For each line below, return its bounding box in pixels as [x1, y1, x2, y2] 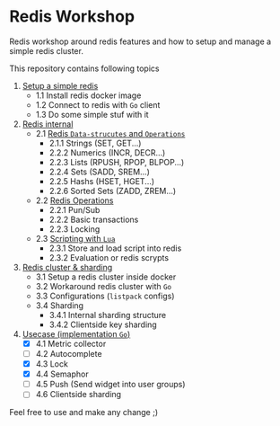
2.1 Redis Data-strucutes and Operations [35, 128, 186, 138]
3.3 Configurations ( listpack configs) [35, 290, 175, 301]
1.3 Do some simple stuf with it [35, 109, 150, 120]
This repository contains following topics [9, 63, 160, 74]
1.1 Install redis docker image [35, 90, 142, 101]
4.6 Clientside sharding [35, 389, 122, 400]
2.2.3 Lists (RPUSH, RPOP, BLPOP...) [48, 156, 185, 167]
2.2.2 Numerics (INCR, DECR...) [48, 146, 166, 158]
